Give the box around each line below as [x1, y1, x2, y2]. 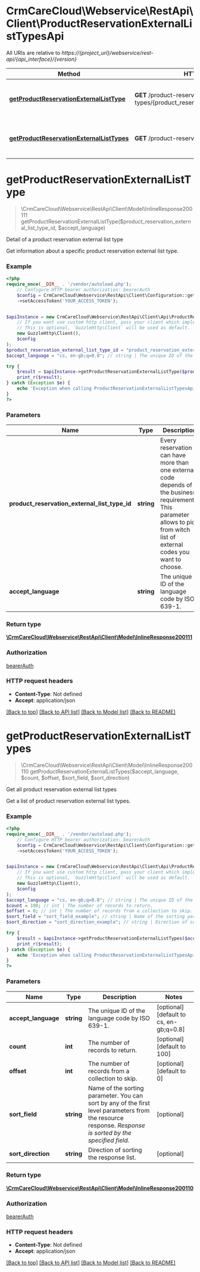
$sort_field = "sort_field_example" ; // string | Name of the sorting [6, 913, 185, 920]
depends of [160, 481, 192, 489]
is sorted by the [88, 1128, 132, 1137]
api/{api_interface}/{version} [6, 55, 77, 63]
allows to [160, 518, 186, 526]
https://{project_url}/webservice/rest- [61, 49, 154, 56]
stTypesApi [6, 30, 64, 43]
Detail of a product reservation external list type [6, 235, 124, 242]
